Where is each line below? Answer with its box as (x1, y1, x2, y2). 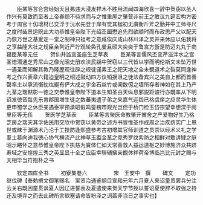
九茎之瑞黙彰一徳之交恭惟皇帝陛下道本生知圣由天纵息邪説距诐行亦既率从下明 (6, 88, 197, 96)
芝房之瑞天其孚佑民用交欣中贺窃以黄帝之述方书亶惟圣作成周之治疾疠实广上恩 (6, 119, 197, 126)
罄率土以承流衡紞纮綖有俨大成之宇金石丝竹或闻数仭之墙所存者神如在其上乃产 (6, 81, 197, 88)
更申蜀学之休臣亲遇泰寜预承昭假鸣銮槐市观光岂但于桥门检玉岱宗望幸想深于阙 (6, 103, 197, 111)
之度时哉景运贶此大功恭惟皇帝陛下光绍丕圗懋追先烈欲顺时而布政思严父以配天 (6, 28, 197, 35)
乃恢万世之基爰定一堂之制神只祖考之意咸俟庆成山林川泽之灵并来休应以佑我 (6, 36, 192, 42)
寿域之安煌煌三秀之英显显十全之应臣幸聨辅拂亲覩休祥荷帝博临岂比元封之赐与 (6, 149, 197, 156)
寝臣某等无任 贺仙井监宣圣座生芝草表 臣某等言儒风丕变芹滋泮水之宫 (6, 51, 195, 57)
